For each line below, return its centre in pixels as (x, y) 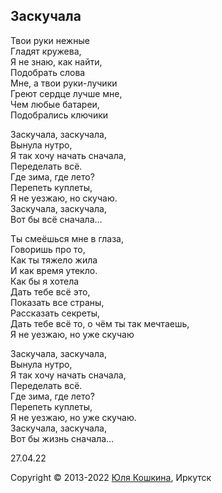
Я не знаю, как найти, (56, 61)
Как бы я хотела (45, 281)
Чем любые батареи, (55, 104)
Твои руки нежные (50, 40)
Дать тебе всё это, (50, 291)
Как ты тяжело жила (54, 260)
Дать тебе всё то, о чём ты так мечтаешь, (100, 323)
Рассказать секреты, (55, 313)
